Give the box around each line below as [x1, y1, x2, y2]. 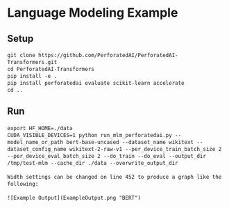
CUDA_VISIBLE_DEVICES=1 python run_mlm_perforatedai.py [7, 131, 172, 138]
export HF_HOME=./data [7, 125, 73, 131]
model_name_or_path [7, 138, 64, 145]
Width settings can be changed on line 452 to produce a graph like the [7, 173, 222, 180]
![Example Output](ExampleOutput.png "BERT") [7, 194, 141, 201]
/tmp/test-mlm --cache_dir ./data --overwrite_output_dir [7, 159, 178, 166]
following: [7, 180, 39, 187]
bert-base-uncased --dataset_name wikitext [66, 138, 194, 145]
